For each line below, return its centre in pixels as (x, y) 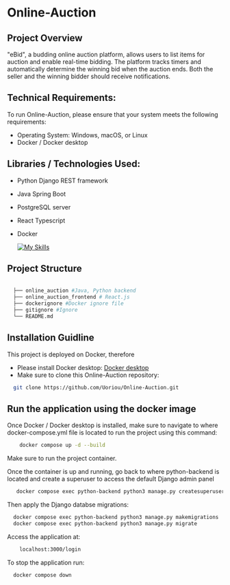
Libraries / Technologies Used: (74, 164)
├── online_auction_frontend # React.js (72, 297)
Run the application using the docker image (102, 409)
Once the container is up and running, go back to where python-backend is (113, 472)
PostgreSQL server (44, 207)
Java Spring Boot (41, 194)
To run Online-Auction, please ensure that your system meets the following (113, 114)
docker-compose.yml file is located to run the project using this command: (112, 433)
